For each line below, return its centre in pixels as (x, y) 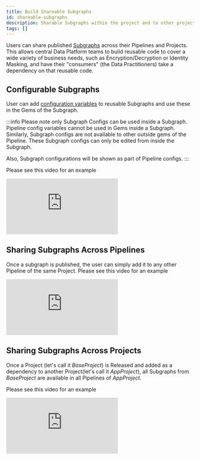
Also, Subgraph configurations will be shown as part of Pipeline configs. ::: (98, 159)
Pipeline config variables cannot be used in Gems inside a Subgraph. (91, 128)
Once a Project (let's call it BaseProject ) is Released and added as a (89, 365)
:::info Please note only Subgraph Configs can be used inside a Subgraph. (97, 122)
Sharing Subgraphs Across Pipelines (76, 250)
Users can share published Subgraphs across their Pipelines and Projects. (97, 45)
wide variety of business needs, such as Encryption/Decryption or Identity (97, 58)
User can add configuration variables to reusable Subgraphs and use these (98, 104)
